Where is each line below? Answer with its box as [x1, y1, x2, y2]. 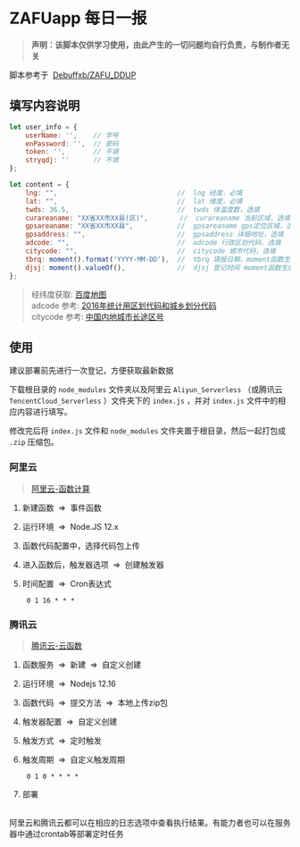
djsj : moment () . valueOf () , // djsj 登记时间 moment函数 [25, 263, 281, 273]
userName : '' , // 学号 [25, 130, 119, 139]
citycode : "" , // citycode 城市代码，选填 [25, 247, 277, 256]
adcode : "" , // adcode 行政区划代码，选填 [25, 239, 281, 247]
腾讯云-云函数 [30, 640, 83, 650]
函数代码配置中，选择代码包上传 [21, 540, 140, 550]
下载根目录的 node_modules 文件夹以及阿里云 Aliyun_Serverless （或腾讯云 [9, 384, 283, 395]
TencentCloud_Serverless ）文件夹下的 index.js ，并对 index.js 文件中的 [9, 395, 279, 407]
